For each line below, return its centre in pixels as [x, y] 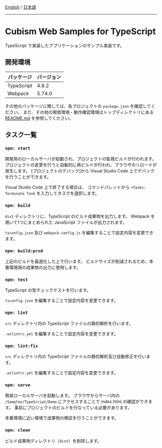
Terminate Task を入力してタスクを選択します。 [52, 193]
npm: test [16, 279]
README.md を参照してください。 [39, 118]
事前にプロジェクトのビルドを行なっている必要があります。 [73, 408]
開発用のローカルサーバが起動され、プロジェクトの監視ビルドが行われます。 [81, 159]
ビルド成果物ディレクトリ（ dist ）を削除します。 [54, 441]
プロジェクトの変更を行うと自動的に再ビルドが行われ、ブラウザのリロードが [81, 165]
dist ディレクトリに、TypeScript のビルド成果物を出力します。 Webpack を [80, 216]
